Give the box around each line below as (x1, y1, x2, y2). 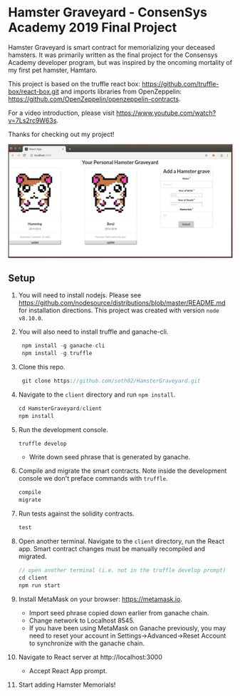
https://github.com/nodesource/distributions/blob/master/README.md (18, 299, 226, 307)
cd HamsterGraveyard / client (18, 404, 102, 412)
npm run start (18, 582, 61, 589)
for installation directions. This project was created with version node (18, 306, 219, 314)
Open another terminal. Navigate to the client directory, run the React (18, 537, 225, 546)
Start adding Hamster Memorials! (18, 680, 116, 689)
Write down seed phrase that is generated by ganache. (28, 453, 191, 461)
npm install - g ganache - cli (21, 342, 105, 349)
